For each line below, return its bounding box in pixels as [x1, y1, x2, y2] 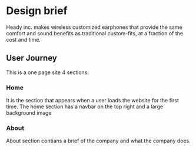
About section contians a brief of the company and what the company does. [6, 137, 191, 145]
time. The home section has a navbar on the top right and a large [6, 103, 164, 110]
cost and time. [6, 36, 41, 43]
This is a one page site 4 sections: [6, 69, 89, 76]
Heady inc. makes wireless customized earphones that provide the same [6, 24, 182, 31]
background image [6, 109, 52, 116]
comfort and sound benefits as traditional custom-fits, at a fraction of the [6, 29, 184, 36]
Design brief [6, 4, 68, 18]
